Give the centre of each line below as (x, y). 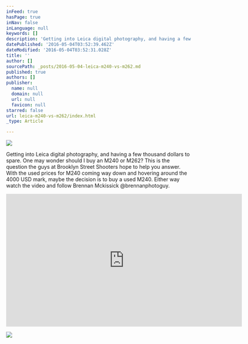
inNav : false (22, 22)
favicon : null (29, 105)
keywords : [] (22, 34)
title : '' (18, 55)
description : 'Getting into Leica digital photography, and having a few (99, 39)
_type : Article (25, 122)
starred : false (25, 110)
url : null (23, 99)
